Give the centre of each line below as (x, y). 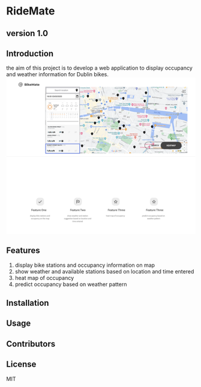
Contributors (31, 344)
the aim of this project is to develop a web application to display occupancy (100, 68)
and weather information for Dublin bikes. (58, 75)
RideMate (31, 11)
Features (23, 251)
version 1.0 (27, 33)
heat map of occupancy (44, 278)
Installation (28, 303)
